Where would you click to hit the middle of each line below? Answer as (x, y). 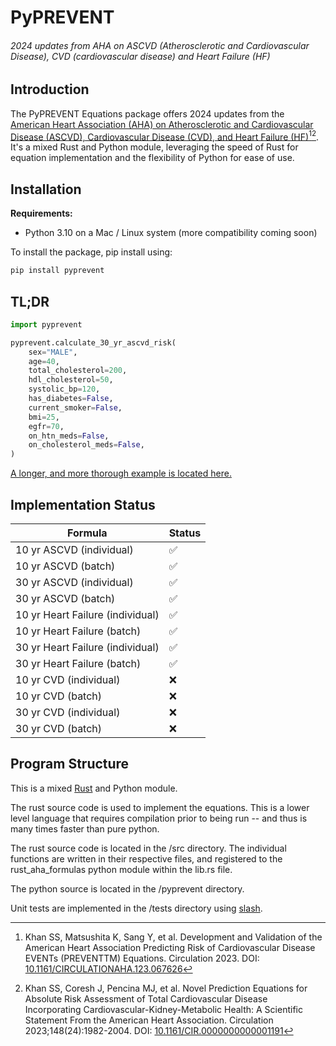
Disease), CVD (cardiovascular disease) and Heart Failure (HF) (140, 56)
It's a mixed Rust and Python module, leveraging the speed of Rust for (154, 147)
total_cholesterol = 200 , (78, 371)
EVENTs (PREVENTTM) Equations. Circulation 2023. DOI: (142, 958)
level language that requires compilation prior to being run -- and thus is (159, 818)
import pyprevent (46, 324)
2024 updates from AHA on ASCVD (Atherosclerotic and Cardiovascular (160, 45)
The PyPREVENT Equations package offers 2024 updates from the (147, 113)
